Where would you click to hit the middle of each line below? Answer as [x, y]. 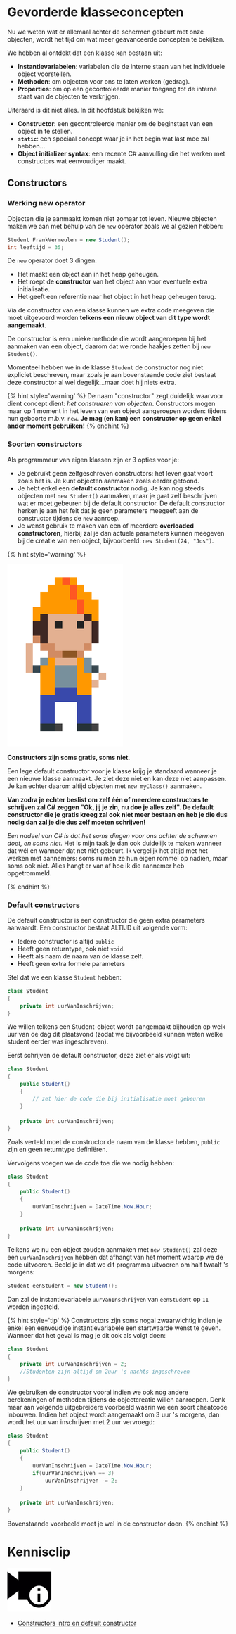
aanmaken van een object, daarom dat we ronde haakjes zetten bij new [109, 346]
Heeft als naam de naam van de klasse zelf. [80, 956]
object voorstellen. [44, 74]
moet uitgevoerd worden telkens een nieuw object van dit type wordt [109, 318]
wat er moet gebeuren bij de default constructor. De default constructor [121, 503]
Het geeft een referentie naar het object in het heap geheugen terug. [117, 297]
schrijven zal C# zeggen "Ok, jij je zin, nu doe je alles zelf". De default [111, 807]
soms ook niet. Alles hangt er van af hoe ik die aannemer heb [96, 866]
